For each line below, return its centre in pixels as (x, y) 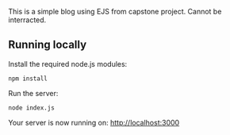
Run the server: (33, 93)
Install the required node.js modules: (68, 64)
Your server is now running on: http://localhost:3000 (94, 122)
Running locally (48, 45)
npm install (28, 79)
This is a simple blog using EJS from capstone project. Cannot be (115, 12)
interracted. (27, 20)
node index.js (32, 108)
